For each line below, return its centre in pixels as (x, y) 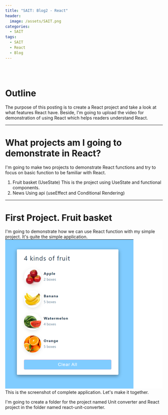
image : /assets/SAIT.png (35, 21)
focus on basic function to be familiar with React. (55, 172)
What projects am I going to (63, 142)
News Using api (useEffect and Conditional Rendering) (68, 193)
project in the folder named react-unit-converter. (55, 407)
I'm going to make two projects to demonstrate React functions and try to (80, 167)
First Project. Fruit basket (59, 218)
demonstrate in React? (53, 153)
